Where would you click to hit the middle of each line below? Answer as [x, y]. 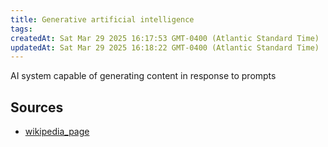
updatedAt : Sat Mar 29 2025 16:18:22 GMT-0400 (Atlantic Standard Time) [165, 47]
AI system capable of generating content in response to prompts [143, 76]
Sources [37, 107]
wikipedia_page [57, 132]
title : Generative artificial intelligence [102, 19]
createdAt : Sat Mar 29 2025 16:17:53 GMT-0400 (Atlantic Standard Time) [165, 38]
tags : [21, 29]
